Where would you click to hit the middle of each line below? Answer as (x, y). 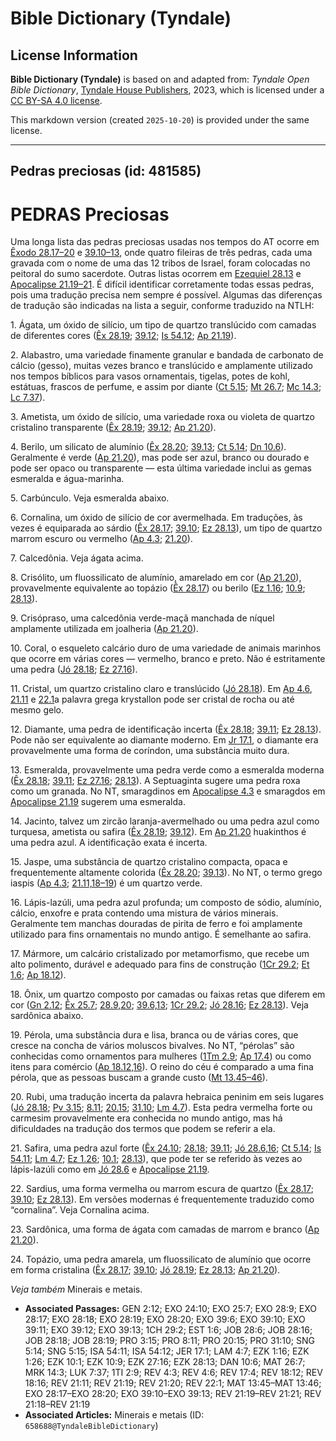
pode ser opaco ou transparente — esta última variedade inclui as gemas (161, 468)
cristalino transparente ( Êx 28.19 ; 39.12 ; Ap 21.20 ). (113, 428)
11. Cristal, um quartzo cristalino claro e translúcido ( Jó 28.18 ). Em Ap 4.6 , (161, 689)
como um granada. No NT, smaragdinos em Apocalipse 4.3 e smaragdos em (168, 791)
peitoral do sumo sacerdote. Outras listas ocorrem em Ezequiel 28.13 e (156, 274)
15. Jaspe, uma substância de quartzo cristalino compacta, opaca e (149, 862)
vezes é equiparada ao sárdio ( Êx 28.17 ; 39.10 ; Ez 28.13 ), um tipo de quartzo (166, 528)
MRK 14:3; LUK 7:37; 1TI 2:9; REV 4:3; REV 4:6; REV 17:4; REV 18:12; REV (173, 1373)
